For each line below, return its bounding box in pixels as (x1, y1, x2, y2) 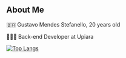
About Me (6, 5, 44, 15)
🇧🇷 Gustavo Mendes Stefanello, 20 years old (6, 21, 121, 28)
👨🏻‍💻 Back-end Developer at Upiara (6, 33, 94, 40)
